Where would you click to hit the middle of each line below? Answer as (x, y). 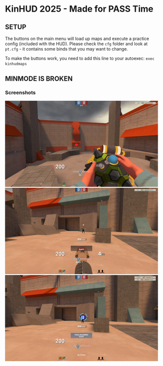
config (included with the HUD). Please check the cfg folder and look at (76, 44)
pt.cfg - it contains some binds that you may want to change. (66, 49)
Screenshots (20, 92)
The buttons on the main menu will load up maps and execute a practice (77, 38)
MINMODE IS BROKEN (39, 79)
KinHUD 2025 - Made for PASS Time (79, 9)
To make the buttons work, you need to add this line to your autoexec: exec (80, 58)
